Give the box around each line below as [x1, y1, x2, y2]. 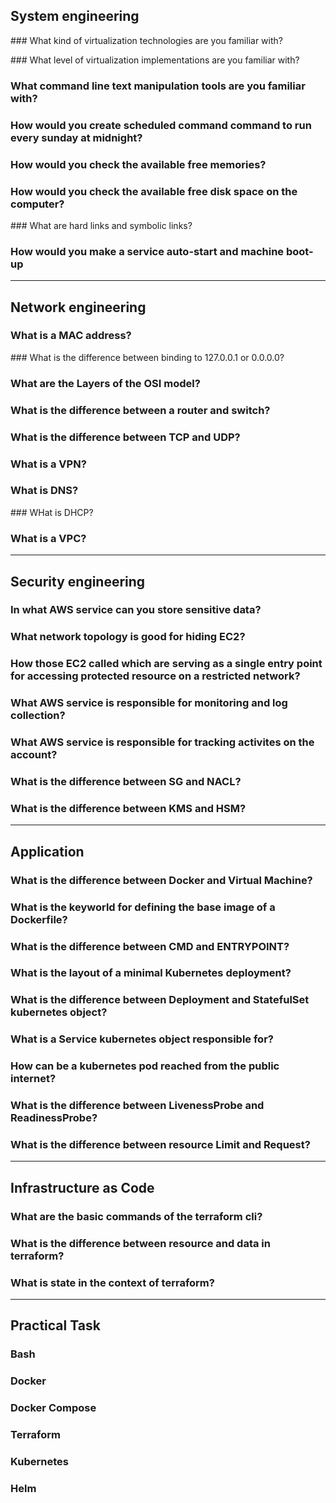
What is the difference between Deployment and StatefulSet [10, 993, 310, 1007]
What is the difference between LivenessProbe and [10, 1099, 265, 1113]
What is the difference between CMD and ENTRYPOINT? [10, 939, 290, 953]
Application [10, 843, 85, 860]
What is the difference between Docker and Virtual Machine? [10, 873, 313, 887]
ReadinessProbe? [10, 1111, 98, 1125]
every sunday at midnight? [10, 130, 143, 144]
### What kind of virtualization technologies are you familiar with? [10, 34, 283, 46]
